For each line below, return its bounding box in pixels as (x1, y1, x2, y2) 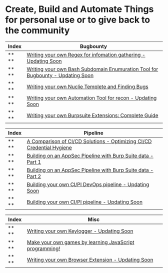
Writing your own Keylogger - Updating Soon (26, 227, 133, 234)
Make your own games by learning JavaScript (26, 238, 134, 245)
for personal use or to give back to (5, 14, 150, 25)
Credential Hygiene (26, 144, 72, 151)
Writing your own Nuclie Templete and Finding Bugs (26, 83, 148, 90)
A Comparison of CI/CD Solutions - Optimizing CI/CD (26, 137, 152, 144)
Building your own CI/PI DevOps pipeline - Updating (26, 181, 149, 188)
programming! (26, 245, 60, 252)
